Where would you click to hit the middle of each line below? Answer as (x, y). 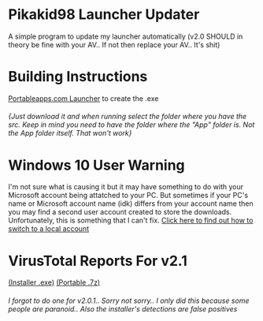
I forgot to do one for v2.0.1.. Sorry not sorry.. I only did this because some (129, 300)
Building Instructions (78, 77)
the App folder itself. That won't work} (70, 133)
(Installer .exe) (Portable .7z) (54, 282)
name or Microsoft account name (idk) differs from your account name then (131, 203)
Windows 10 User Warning (96, 165)
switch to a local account (48, 229)
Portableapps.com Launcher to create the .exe (83, 98)
